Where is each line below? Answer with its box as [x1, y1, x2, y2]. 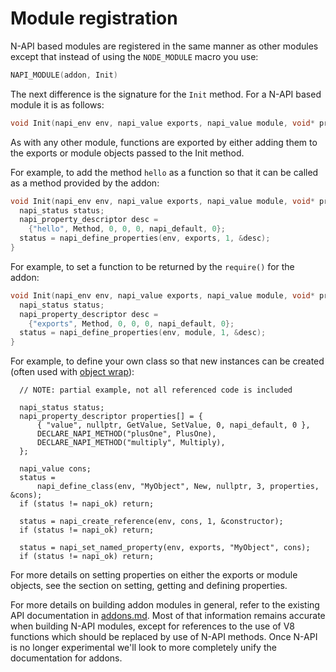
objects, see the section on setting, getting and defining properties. [10, 580, 288, 592]
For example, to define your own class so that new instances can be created [10, 355, 325, 367]
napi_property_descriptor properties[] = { [19, 412, 203, 422]
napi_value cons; [19, 464, 92, 474]
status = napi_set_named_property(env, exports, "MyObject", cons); [19, 543, 311, 553]
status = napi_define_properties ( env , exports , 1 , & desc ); [19, 233, 271, 244]
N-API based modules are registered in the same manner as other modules [10, 40, 319, 52]
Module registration [10, 7, 178, 30]
